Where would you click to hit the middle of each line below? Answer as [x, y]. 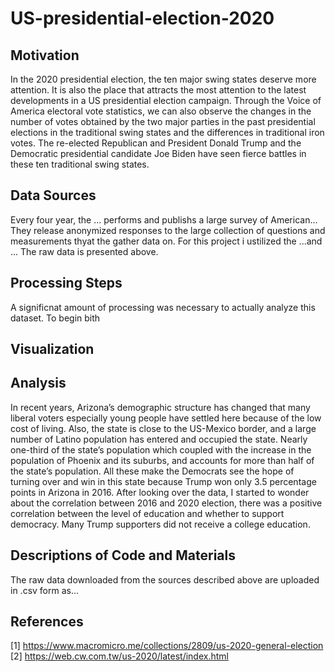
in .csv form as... [45, 590]
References [47, 622]
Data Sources [53, 195]
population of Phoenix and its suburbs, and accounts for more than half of [162, 460]
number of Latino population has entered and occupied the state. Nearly [159, 439]
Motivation [45, 55]
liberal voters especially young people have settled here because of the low [166, 418]
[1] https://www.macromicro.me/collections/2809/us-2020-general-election [167, 646]
